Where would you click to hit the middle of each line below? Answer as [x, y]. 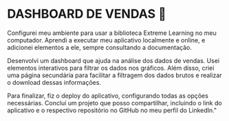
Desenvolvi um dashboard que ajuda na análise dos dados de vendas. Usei [113, 60]
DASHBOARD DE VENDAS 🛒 [87, 14]
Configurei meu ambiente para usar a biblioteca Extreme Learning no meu [112, 33]
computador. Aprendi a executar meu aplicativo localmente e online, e [106, 40]
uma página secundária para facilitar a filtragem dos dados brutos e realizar [115, 75]
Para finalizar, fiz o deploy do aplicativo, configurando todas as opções [108, 96]
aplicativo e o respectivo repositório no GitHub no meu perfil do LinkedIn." [112, 110]
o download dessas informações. [54, 82]
